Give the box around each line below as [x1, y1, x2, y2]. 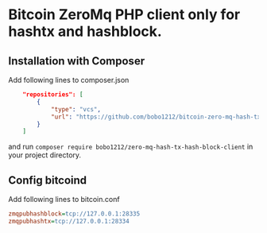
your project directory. [8, 150, 82, 160]
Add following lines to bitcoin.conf [8, 195, 121, 204]
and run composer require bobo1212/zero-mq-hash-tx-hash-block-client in [8, 142, 253, 152]
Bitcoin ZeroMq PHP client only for [8, 6, 241, 24]
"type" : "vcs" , [50, 105, 102, 113]
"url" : [50, 113, 73, 121]
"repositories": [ [22, 91, 83, 99]
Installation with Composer [8, 54, 145, 68]
